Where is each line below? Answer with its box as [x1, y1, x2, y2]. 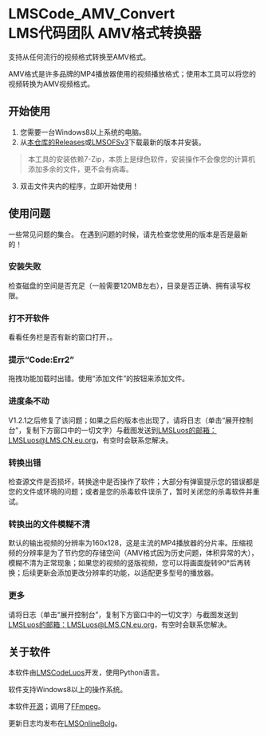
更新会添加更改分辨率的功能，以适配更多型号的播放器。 [35, 568, 218, 578]
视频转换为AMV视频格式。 [8, 79, 94, 89]
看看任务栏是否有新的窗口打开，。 [8, 333, 117, 342]
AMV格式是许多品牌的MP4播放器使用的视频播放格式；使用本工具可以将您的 [8, 69, 257, 78]
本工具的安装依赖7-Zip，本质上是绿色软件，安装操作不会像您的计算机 [27, 154, 255, 163]
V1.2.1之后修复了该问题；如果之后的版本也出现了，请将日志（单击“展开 [8, 415, 239, 425]
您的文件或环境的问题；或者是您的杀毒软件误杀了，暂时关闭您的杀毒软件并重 [8, 487, 260, 497]
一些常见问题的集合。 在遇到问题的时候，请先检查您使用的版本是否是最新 [8, 229, 248, 239]
